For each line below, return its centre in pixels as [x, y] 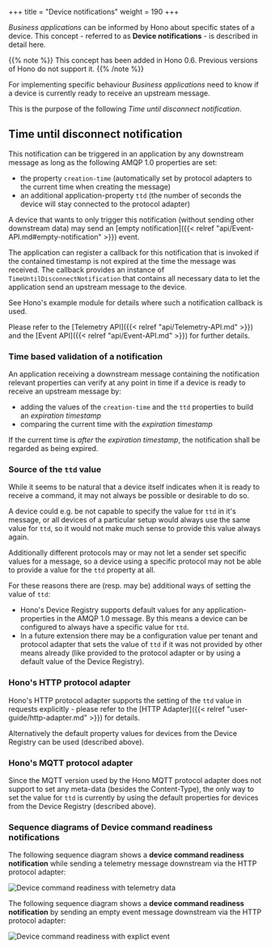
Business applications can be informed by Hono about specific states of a [131, 27]
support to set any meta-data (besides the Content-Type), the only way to [131, 789]
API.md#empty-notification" [55, 236]
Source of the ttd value [55, 470]
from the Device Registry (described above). [82, 806]
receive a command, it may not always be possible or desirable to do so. [129, 496]
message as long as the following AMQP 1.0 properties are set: [113, 162]
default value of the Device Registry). [82, 662]
